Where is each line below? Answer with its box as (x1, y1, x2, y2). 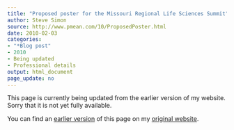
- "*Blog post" (7, 42, 52, 49)
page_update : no (7, 74, 54, 82)
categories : (7, 36, 42, 43)
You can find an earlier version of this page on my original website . (7, 115, 199, 123)
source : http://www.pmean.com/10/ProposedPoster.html (7, 23, 167, 30)
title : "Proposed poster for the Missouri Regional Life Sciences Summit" (7, 10, 229, 17)
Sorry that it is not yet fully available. (7, 101, 112, 110)
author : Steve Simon (7, 17, 68, 24)
